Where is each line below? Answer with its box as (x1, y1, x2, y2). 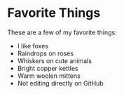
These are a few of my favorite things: (7, 28, 117, 36)
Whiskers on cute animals (17, 56, 92, 65)
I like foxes (17, 41, 49, 50)
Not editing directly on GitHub (17, 79, 104, 87)
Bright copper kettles (17, 64, 78, 72)
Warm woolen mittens (17, 72, 81, 80)
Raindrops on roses (17, 49, 74, 58)
